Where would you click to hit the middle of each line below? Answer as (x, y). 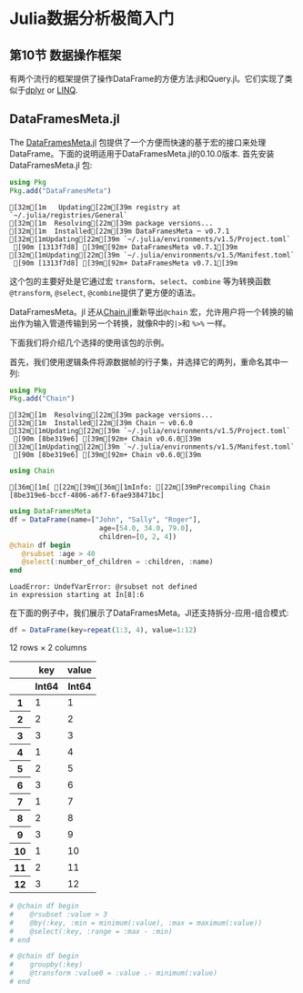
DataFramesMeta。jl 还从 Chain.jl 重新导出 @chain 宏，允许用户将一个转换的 (148, 311)
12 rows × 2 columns (48, 648)
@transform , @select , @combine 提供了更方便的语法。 (105, 292)
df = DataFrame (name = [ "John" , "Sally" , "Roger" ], (106, 520)
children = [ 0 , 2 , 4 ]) (138, 537)
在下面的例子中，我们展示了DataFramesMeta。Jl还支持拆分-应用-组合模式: (149, 613)
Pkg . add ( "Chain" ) (42, 399)
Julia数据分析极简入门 (92, 19)
